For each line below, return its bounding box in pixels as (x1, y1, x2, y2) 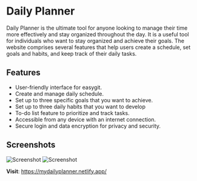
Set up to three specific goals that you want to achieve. (15, 96, 153, 104)
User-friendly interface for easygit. (15, 84, 102, 91)
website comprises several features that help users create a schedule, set (6, 44, 191, 51)
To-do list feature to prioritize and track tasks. (15, 109, 130, 116)
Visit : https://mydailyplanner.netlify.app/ (6, 168, 107, 175)
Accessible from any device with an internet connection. (15, 116, 156, 123)
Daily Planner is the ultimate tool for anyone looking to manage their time (6, 24, 188, 31)
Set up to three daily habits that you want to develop (15, 103, 146, 110)
